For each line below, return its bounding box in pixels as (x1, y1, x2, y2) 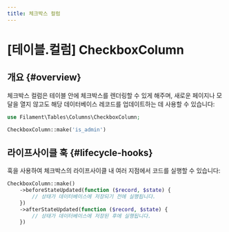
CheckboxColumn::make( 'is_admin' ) (7, 126, 107, 133)
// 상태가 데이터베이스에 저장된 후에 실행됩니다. (32, 212, 152, 220)
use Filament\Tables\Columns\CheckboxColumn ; (7, 113, 140, 121)
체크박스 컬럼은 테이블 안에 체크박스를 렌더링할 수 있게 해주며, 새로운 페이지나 (7, 91, 215, 99)
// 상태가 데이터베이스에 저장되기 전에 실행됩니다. (32, 193, 157, 200)
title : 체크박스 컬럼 (7, 10, 61, 17)
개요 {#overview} (7, 72, 81, 84)
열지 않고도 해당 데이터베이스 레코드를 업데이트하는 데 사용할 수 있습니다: (19, 99, 215, 108)
